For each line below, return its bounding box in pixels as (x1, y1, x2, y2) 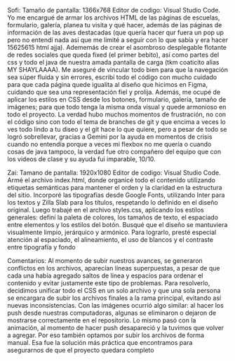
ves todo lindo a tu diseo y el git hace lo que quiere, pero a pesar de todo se (7, 125, 227, 133)
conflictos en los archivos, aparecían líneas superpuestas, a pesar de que (7, 264, 220, 272)
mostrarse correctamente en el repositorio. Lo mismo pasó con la (7, 316, 196, 325)
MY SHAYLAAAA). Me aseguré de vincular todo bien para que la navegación (7, 66, 228, 74)
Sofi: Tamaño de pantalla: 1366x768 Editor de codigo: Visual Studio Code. (7, 6, 221, 14)
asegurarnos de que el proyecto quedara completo (7, 346, 154, 354)
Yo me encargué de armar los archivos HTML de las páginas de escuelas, (7, 13, 220, 22)
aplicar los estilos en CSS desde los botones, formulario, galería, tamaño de (7, 95, 227, 104)
